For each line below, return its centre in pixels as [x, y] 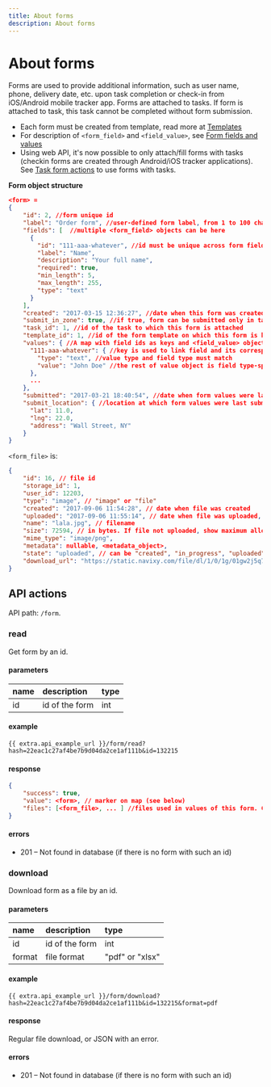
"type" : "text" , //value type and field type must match [135, 358]
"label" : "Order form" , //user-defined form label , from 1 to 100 [137, 223]
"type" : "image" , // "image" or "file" [90, 501]
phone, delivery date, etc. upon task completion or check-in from [117, 94]
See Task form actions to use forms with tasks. [98, 170]
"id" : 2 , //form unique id [68, 216]
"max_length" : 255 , [70, 283]
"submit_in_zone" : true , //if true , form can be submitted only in [139, 321]
